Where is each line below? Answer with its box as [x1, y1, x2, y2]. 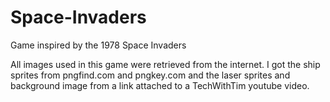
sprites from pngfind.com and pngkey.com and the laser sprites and [10, 69, 291, 81]
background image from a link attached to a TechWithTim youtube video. [10, 79, 310, 91]
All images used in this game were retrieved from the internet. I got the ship [10, 58, 321, 70]
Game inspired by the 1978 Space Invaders [10, 39, 187, 51]
